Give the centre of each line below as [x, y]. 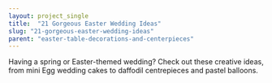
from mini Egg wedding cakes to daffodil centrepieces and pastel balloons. [133, 71]
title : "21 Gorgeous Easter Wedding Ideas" [85, 24]
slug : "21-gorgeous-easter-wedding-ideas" [81, 31]
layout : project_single [49, 16]
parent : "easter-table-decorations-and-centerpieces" [101, 39]
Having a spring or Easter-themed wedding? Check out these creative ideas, [136, 62]
